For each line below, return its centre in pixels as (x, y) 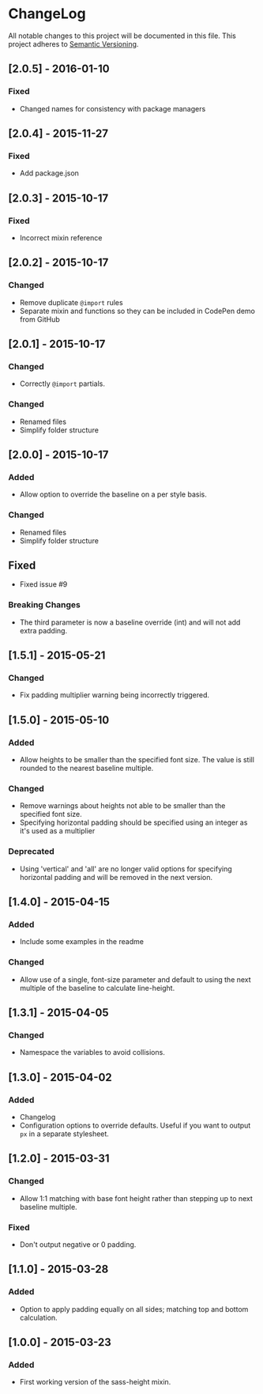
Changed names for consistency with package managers (113, 108)
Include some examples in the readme (82, 942)
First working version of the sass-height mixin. (95, 1382)
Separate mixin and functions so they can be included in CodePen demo (137, 311)
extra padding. (43, 630)
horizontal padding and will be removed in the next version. (116, 877)
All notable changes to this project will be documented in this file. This (122, 36)
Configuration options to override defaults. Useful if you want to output (135, 1126)
